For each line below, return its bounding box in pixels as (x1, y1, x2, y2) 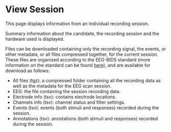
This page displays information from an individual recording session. (5, 20, 150, 27)
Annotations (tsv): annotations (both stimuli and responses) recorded (12, 115, 158, 121)
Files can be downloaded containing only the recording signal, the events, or (5, 46, 166, 52)
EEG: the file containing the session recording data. (12, 88, 121, 94)
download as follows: (5, 68, 50, 74)
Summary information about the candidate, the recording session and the (5, 30, 160, 36)
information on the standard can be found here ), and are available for (5, 62, 151, 68)
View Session (5, 4, 64, 15)
